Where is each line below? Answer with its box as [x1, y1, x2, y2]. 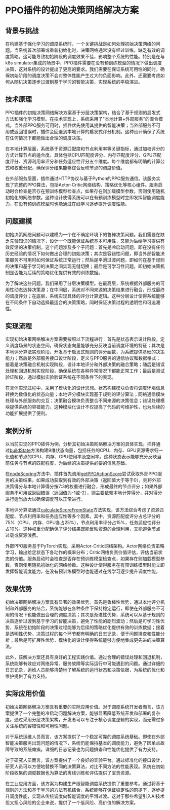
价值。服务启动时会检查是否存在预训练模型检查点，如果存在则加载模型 [14, 556, 160, 562]
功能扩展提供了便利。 [5, 410, 50, 416]
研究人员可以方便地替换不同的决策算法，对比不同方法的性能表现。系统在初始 [5, 763, 165, 769]
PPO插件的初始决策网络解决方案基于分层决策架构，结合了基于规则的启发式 [5, 109, 161, 116]
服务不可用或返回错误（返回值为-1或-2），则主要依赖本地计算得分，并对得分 [5, 490, 162, 496]
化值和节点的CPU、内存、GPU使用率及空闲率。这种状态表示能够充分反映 [5, 454, 157, 460]
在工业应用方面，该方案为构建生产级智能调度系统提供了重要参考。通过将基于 [5, 780, 165, 786]
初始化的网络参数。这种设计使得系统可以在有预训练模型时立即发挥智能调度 [5, 194, 160, 200]
